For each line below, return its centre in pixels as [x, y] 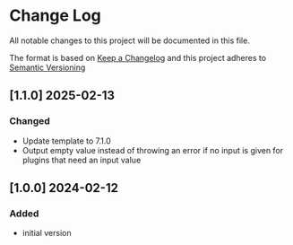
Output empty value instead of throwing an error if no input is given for [153, 150]
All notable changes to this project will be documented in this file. [130, 40]
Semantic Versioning [47, 67]
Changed [30, 121]
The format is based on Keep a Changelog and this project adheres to [138, 57]
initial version [47, 233]
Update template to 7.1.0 [66, 141]
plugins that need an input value [82, 160]
